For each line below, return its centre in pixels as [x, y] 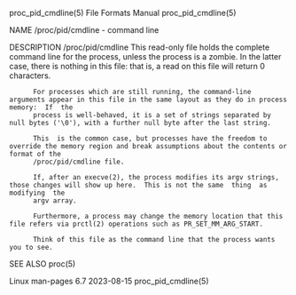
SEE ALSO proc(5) [43, 264]
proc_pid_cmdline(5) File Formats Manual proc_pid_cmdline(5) [123, 13]
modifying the [37, 193]
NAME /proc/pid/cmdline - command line [84, 30]
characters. [30, 76]
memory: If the [41, 108]
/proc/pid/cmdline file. [78, 162]
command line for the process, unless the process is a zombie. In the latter [145, 56]
